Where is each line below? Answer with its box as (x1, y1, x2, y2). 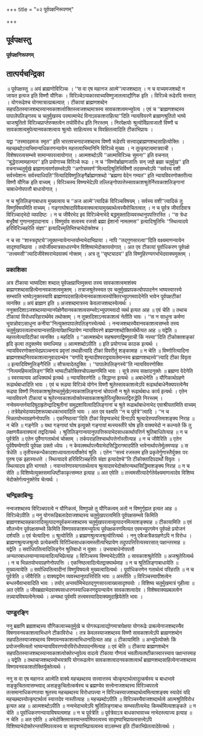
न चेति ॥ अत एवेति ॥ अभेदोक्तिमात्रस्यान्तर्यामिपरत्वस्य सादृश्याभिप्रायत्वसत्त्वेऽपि (6, 716, 152, 723)
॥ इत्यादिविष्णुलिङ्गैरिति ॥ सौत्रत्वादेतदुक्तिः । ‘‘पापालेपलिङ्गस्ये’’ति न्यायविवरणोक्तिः (6, 360, 164, 368)
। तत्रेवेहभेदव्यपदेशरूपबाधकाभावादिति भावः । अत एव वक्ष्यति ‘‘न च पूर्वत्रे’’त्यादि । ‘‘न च (6, 407, 169, 415)
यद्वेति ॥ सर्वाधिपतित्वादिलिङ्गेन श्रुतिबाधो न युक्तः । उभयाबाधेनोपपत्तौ (6, 546, 134, 553)
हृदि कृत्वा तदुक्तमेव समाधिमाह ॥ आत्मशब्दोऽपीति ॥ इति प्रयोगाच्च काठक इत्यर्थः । (6, 340, 158, 347)
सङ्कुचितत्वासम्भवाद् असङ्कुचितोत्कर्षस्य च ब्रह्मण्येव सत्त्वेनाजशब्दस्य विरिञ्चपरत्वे (6, 682, 158, 689)
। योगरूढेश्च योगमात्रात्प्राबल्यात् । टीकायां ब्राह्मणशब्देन (6, 98, 108, 105)
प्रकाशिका (6, 265, 27, 274)
